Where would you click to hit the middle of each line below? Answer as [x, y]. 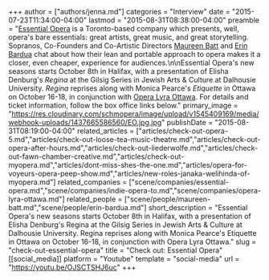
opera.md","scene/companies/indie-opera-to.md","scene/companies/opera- [135, 191]
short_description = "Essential [198, 207]
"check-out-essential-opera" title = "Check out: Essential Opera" [116, 250]
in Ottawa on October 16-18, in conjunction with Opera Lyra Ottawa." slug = [132, 241]
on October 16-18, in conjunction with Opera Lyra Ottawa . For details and [128, 97]
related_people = [95, 199]
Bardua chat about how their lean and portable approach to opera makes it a [134, 54]
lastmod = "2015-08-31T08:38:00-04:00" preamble [173, 20]
